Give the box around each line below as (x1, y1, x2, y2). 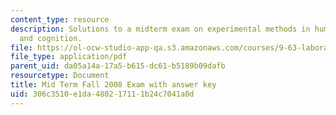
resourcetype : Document (10, 71, 110, 81)
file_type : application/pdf (10, 52, 128, 62)
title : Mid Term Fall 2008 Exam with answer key (10, 80, 217, 90)
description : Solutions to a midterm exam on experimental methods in (10, 24, 311, 34)
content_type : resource (10, 14, 110, 25)
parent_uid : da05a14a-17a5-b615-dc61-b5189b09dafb (10, 61, 226, 71)
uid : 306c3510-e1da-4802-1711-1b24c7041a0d (10, 89, 195, 99)
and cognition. (19, 33, 83, 43)
